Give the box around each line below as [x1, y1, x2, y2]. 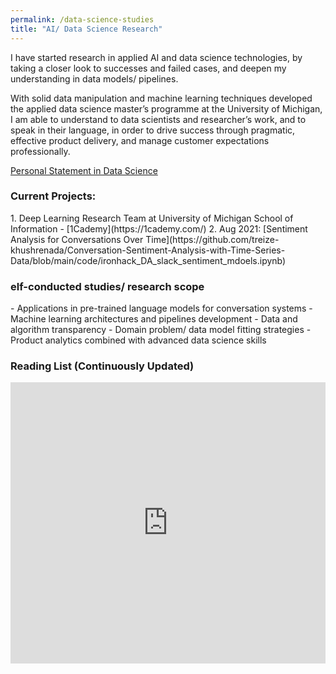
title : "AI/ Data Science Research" [10, 24, 163, 34]
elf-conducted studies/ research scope [10, 279, 205, 293]
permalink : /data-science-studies [10, 14, 155, 25]
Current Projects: [10, 189, 97, 203]
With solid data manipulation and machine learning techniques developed [10, 92, 313, 104]
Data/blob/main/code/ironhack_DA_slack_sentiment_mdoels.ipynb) [10, 254, 287, 266]
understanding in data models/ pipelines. [10, 72, 179, 85]
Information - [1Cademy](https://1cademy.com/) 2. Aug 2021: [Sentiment [10, 222, 308, 235]
